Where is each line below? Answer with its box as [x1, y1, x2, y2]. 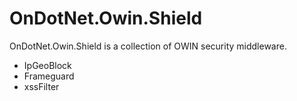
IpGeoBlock [23, 59, 72, 71]
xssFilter [23, 80, 60, 92]
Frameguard [23, 70, 75, 82]
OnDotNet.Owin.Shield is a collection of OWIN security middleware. [9, 40, 287, 52]
